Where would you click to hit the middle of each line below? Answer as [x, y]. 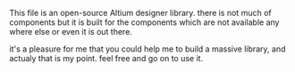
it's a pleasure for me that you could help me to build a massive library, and [147, 49]
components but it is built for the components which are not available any [144, 22]
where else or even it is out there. [71, 32]
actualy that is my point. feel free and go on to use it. [106, 58]
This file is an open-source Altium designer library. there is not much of [140, 13]
